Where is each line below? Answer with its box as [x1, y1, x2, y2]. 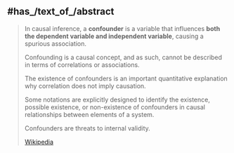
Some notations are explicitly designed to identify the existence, [24, 95, 211, 104]
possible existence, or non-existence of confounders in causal [24, 102, 206, 111]
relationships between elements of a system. [24, 110, 155, 118]
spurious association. [24, 39, 86, 48]
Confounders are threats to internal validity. [24, 123, 151, 133]
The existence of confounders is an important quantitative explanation [24, 74, 228, 82]
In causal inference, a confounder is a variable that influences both [24, 24, 221, 32]
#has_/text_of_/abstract [7, 6, 115, 18]
